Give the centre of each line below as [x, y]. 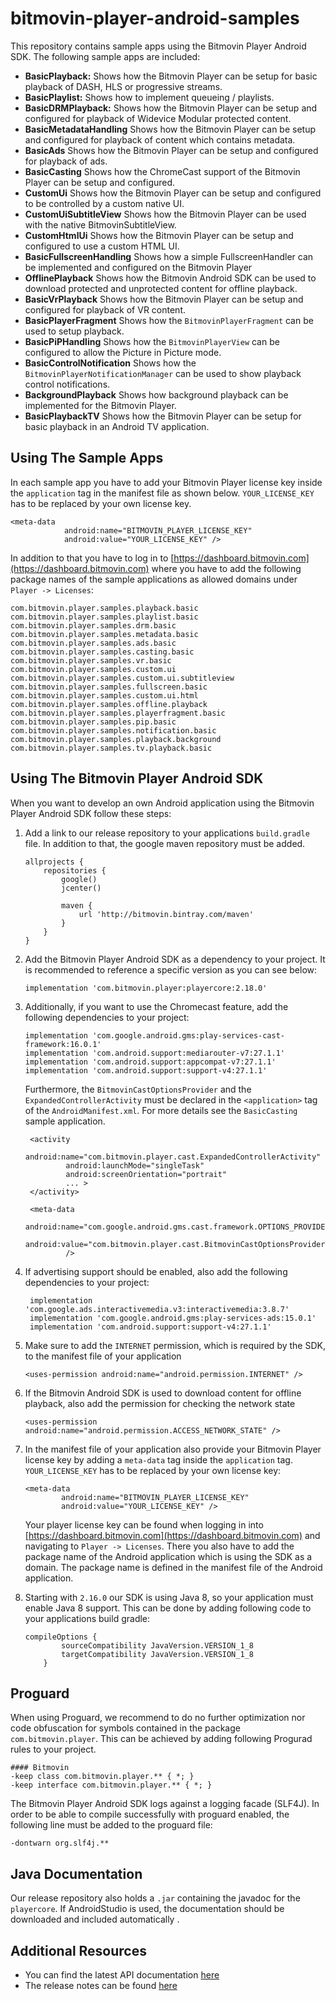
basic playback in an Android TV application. [117, 426]
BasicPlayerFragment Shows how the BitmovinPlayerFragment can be [169, 320]
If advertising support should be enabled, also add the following [156, 1271]
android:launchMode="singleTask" [135, 1165]
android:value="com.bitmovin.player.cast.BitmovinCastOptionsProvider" [177, 1244]
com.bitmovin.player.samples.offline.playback [109, 704]
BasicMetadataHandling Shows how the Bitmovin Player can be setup [170, 129]
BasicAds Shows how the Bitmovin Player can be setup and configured [171, 150]
